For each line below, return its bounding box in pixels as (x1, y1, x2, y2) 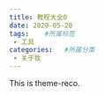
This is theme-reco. (9, 78, 81, 88)
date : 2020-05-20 (9, 21, 73, 30)
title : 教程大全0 (9, 12, 68, 22)
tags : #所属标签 (9, 29, 76, 38)
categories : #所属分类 (9, 46, 95, 55)
